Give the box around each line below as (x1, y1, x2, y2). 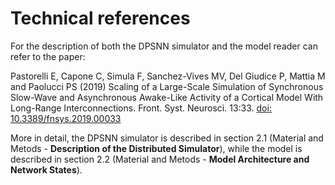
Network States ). (10, 163, 83, 176)
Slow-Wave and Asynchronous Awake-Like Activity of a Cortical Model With (10, 91, 324, 103)
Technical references (10, 7, 191, 30)
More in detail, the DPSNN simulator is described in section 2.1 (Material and (10, 132, 324, 144)
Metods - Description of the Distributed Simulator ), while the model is (10, 142, 303, 154)
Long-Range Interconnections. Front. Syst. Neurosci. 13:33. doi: (10, 102, 272, 114)
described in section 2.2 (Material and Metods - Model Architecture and (10, 153, 310, 165)
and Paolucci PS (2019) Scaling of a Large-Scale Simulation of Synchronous (10, 80, 324, 92)
